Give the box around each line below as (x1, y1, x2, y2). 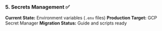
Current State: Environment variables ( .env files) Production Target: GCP (5, 15, 157, 21)
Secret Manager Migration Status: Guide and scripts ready (5, 20, 127, 26)
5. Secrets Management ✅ (5, 3, 70, 10)
